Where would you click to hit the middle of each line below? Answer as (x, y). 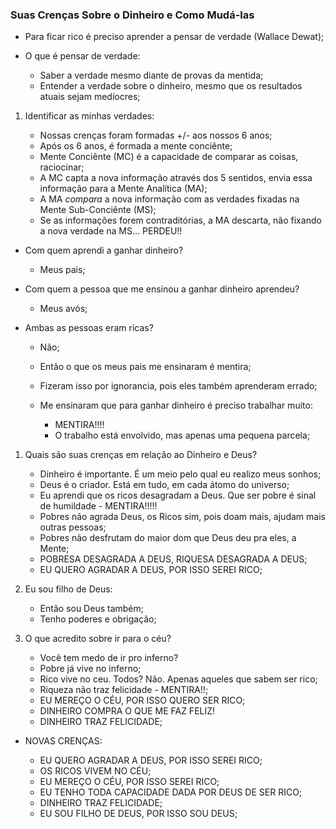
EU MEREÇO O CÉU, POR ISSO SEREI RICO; (129, 782)
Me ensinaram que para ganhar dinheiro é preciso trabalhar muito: (176, 405)
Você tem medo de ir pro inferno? (109, 658)
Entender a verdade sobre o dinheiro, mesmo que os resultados (171, 86)
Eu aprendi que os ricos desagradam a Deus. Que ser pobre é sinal (178, 495)
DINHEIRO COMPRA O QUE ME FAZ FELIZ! (127, 711)
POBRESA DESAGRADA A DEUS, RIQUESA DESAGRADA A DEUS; (173, 559)
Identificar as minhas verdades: (89, 116)
